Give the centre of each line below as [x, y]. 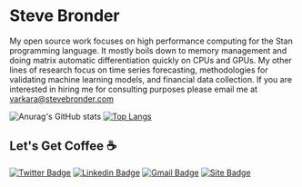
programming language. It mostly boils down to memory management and [148, 50]
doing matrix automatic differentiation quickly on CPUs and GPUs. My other [151, 60]
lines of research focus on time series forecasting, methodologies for [139, 70]
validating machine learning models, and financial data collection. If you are [151, 79]
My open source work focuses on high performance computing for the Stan [151, 41]
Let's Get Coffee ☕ [63, 146]
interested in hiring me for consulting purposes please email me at [133, 89]
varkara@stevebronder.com [61, 98]
